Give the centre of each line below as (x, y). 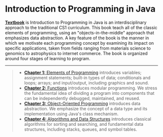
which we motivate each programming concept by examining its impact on (80, 43)
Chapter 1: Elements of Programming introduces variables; (83, 72)
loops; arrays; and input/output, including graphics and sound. (86, 83)
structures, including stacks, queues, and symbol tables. (81, 129)
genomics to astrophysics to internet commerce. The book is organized (76, 53)
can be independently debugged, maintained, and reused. (82, 98)
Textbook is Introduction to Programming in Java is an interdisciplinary (76, 22)
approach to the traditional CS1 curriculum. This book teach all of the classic (81, 27)
